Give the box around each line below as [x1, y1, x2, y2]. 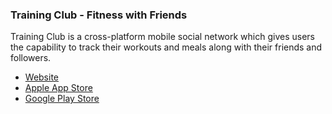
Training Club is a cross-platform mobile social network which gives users [10, 31, 316, 43]
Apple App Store [24, 82, 93, 94]
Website [24, 71, 60, 83]
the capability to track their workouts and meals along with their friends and [10, 41, 323, 53]
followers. [10, 52, 52, 64]
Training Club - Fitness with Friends [10, 8, 188, 22]
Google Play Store [24, 93, 100, 105]
